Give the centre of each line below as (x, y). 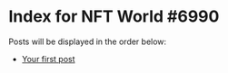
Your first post (48, 59)
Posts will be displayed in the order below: (88, 41)
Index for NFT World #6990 (114, 17)
